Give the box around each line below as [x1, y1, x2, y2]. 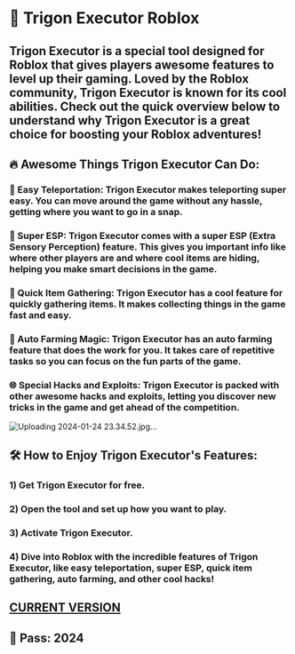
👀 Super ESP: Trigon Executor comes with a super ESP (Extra [9, 229, 276, 242]
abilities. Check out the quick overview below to [9, 99, 281, 114]
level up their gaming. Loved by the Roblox [9, 71, 250, 86]
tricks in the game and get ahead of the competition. [9, 401, 240, 413]
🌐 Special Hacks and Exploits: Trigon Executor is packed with [9, 379, 280, 391]
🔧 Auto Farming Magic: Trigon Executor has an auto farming [9, 332, 273, 345]
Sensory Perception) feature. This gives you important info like [9, 240, 286, 252]
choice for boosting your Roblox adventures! [9, 126, 262, 141]
